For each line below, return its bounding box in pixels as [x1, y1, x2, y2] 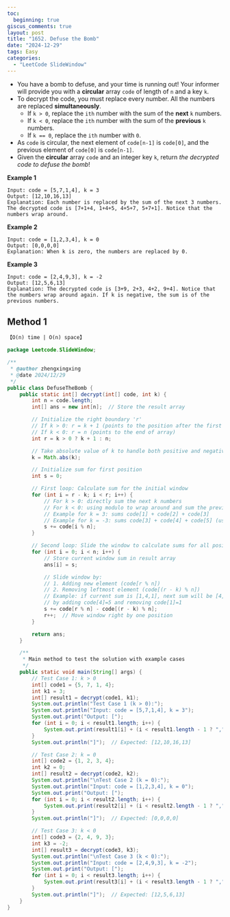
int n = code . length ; [31, 397, 94, 404]
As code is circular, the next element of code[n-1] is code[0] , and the [16, 138, 209, 146]
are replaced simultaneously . [16, 102, 101, 110]
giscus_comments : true [7, 23, 72, 30]
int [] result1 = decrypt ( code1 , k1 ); [31, 694, 139, 701]
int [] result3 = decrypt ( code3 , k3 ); [31, 846, 139, 853]
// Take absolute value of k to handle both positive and [31, 448, 201, 454]
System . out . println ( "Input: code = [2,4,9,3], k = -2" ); [31, 859, 197, 866]
